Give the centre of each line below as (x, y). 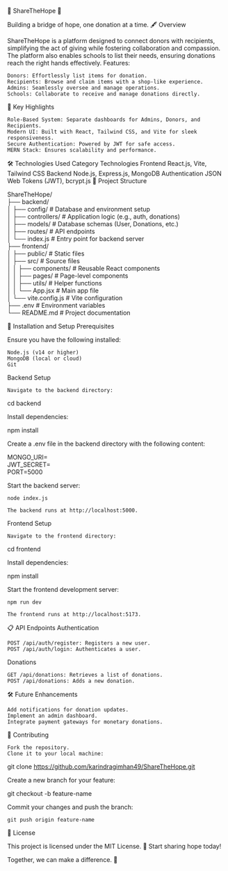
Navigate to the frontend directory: (62, 536)
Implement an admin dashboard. (52, 716)
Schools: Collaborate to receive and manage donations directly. (104, 94)
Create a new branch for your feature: (62, 780)
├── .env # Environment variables (56, 305)
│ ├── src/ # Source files (43, 261)
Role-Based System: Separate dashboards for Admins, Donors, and (104, 120)
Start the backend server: (44, 485)
